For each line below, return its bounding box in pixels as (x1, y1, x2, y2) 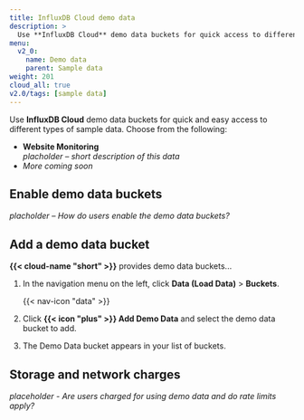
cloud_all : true (9, 81, 71, 90)
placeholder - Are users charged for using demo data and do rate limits (9, 390, 277, 401)
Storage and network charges (9, 367, 181, 382)
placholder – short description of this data (22, 150, 180, 161)
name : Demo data (25, 55, 88, 64)
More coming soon (22, 160, 93, 171)
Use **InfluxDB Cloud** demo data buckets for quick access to (17, 30, 261, 39)
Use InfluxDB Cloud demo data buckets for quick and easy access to (9, 114, 268, 125)
